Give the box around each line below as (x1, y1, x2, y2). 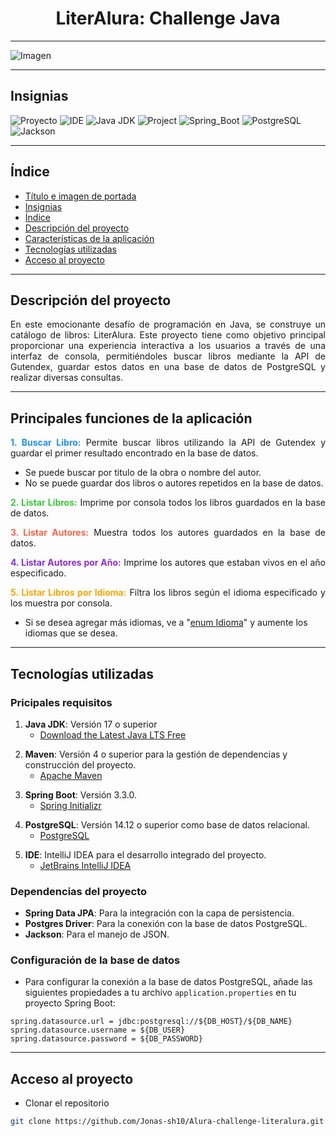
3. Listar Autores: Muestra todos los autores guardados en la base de (10, 527, 326, 539)
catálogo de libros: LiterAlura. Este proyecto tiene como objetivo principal (10, 329, 326, 341)
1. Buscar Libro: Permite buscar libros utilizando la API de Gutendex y (10, 437, 327, 449)
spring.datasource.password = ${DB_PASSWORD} (10, 1034, 203, 1044)
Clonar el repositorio (24, 1097, 110, 1109)
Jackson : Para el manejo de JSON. (24, 928, 170, 941)
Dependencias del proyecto (10, 884, 148, 898)
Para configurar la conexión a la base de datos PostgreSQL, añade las (24, 976, 313, 988)
